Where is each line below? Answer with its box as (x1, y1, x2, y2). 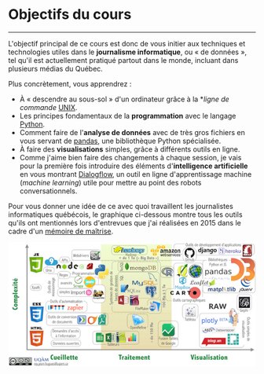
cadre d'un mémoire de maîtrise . (8, 226, 114, 236)
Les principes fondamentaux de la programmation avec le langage (19, 111, 236, 120)
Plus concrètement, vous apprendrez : (8, 79, 132, 88)
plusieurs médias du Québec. (8, 64, 104, 73)
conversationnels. (19, 186, 78, 196)
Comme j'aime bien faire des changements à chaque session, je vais (19, 152, 242, 162)
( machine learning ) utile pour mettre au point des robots (19, 178, 202, 187)
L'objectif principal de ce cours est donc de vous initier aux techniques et (8, 38, 246, 48)
